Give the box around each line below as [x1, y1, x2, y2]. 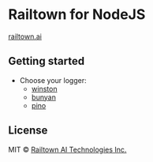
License [8, 124, 48, 138]
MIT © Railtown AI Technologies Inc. [8, 145, 127, 154]
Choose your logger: [19, 75, 87, 85]
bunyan [31, 92, 57, 102]
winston [31, 84, 58, 93]
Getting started [8, 55, 85, 68]
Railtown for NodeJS [8, 6, 146, 24]
